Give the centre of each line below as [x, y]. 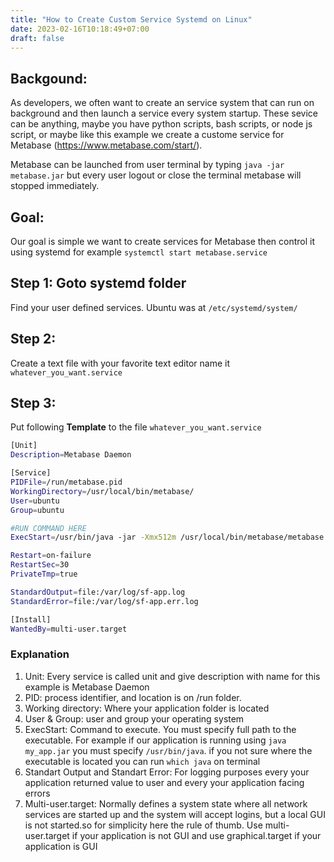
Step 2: [33, 339]
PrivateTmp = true [44, 574]
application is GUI [61, 846]
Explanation [40, 654]
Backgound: [49, 78]
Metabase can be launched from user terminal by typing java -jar [147, 165]
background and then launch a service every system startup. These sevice [164, 113]
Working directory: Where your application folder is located [147, 708]
